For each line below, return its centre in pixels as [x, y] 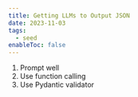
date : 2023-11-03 [37, 23]
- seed [26, 38]
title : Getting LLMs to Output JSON [69, 16]
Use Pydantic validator [57, 85]
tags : [17, 30]
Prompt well [39, 68]
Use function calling [53, 76]
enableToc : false [37, 45]
